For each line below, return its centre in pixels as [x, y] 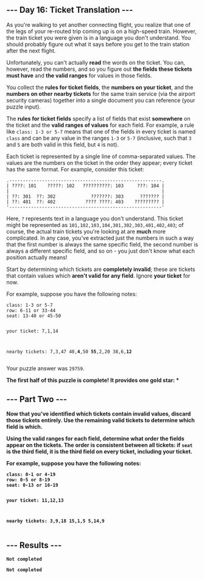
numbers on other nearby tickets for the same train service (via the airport [101, 93]
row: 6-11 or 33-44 [31, 311]
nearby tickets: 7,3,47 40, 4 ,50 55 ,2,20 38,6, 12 [69, 351]
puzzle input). [24, 107]
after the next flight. [31, 51]
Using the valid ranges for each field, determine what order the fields [95, 439]
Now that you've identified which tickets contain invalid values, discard [99, 414]
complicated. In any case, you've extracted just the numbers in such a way [100, 238]
